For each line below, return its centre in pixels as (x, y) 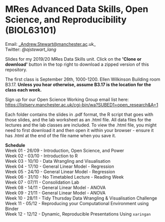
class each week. (24, 90)
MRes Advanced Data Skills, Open (77, 9)
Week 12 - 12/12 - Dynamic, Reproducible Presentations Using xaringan (78, 214)
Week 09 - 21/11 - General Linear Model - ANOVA (55, 193)
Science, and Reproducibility (66, 20)
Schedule (15, 145)
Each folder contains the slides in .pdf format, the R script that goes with (79, 114)
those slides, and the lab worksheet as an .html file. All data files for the (78, 119)
